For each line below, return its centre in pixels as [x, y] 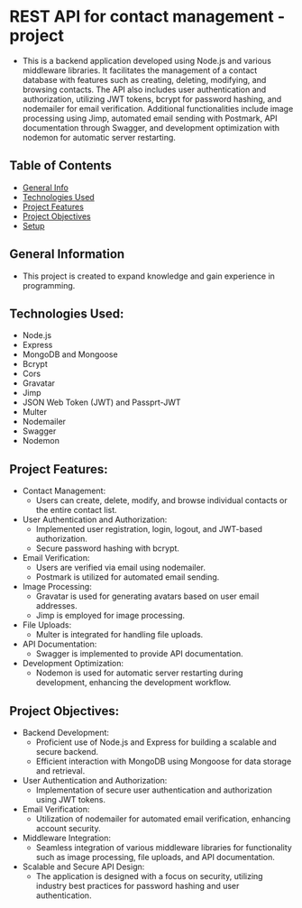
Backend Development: [66, 733]
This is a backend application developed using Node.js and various [147, 60]
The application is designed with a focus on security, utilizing [149, 876]
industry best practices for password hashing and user [137, 886]
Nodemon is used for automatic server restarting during [139, 673]
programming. [49, 285]
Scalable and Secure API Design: [83, 867]
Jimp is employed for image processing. [110, 616]
